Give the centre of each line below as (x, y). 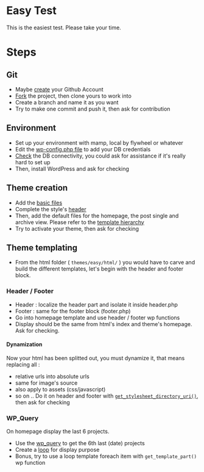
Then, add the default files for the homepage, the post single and (97, 216)
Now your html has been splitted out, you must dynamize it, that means (96, 358)
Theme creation (37, 188)
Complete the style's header (51, 209)
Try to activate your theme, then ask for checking (77, 228)
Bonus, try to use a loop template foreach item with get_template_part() (106, 456)
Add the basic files (39, 203)
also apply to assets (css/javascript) (60, 389)
